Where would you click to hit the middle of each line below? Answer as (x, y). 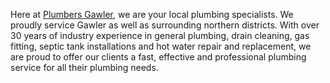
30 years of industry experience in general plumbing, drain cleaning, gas (160, 35)
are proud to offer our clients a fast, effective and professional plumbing (158, 57)
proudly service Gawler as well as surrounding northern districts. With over (165, 25)
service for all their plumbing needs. (84, 67)
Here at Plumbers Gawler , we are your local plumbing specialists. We (152, 14)
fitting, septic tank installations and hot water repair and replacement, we (161, 46)
